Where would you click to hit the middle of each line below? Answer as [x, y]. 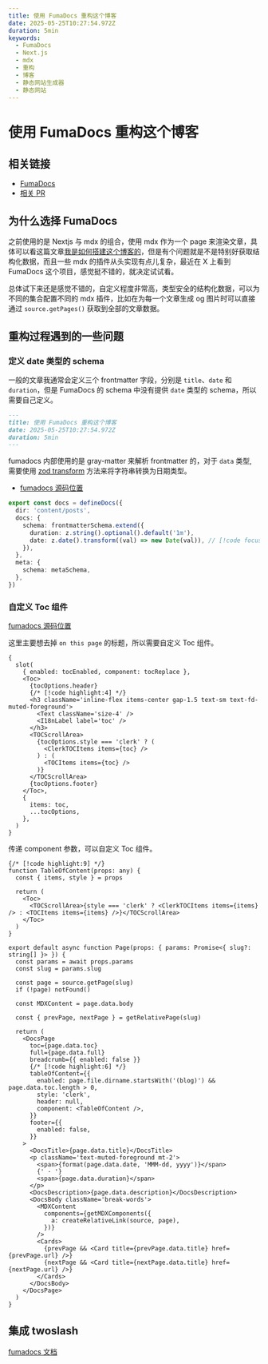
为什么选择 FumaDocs [63, 221]
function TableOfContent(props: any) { [75, 871]
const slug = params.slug [59, 969]
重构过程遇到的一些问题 [66, 336]
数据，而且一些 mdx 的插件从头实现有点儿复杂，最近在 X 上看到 [126, 261]
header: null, [60, 1102]
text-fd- [244, 700]
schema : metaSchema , [57, 570]
